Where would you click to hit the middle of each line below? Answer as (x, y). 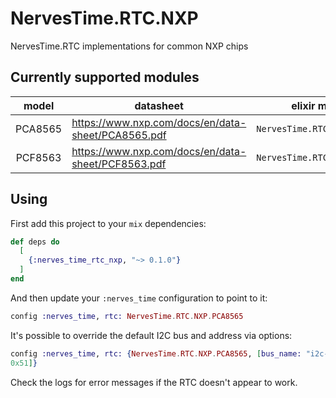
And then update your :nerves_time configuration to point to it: (139, 298)
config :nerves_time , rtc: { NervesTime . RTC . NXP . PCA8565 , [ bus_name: (156, 353)
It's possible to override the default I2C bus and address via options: (151, 335)
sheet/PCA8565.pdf (119, 135)
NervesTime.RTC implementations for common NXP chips (129, 46)
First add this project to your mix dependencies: (108, 223)
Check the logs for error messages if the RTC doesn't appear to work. (154, 382)
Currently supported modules (105, 77)
